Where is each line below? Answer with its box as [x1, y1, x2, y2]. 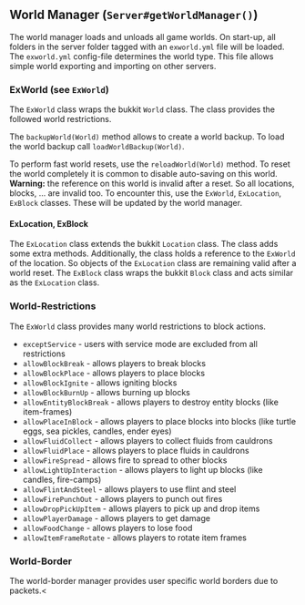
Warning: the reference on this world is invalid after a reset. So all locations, [9, 178, 295, 190]
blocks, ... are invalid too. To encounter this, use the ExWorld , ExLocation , [9, 188, 282, 199]
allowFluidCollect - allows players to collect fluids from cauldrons [22, 435, 273, 446]
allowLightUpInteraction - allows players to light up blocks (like [22, 464, 263, 475]
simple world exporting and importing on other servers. [9, 60, 217, 71]
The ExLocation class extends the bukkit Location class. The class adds [9, 239, 279, 250]
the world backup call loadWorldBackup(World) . [9, 141, 185, 152]
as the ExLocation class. [9, 277, 100, 288]
